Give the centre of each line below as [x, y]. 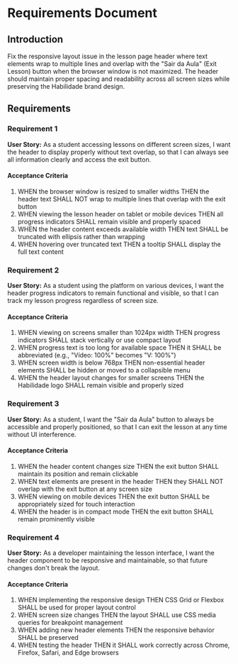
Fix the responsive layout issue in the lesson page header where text [107, 56]
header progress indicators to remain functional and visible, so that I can [113, 293]
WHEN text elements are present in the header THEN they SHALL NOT [120, 481]
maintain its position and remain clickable [78, 474]
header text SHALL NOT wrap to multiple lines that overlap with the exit [121, 199]
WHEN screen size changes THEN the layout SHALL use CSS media [117, 615]
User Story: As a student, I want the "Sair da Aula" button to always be [111, 419]
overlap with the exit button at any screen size [85, 489]
